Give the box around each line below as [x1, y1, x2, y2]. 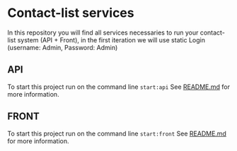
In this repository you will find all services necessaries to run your [7, 28, 199, 37]
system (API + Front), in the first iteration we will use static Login [17, 35, 205, 44]
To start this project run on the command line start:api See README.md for [7, 83, 230, 91]
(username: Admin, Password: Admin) [7, 43, 118, 52]
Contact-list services [7, 5, 134, 21]
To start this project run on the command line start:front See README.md [7, 129, 226, 138]
